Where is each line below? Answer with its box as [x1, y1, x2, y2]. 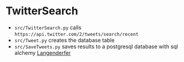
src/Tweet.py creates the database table [14, 36, 115, 44]
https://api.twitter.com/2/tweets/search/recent [14, 31, 139, 37]
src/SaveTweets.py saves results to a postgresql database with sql [14, 43, 179, 50]
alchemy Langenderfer [14, 49, 71, 56]
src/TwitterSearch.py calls [14, 24, 82, 31]
